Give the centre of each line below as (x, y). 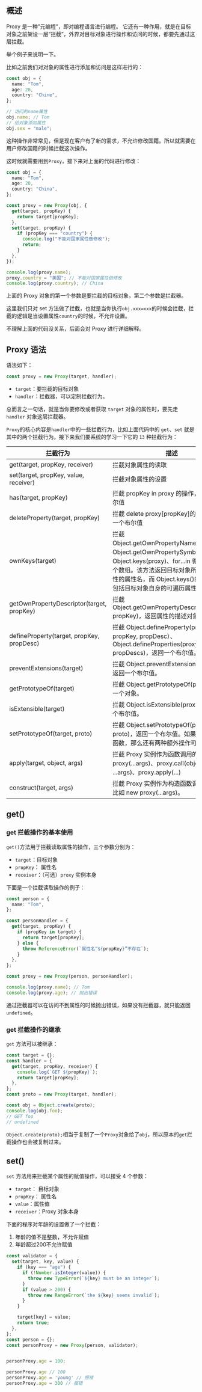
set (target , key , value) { (45, 1262)
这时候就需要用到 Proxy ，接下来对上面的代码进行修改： (74, 161)
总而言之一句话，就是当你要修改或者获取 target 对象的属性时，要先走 (92, 409)
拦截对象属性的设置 (139, 479)
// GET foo (20, 1116)
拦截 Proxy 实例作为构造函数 (152, 783)
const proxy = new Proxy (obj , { (47, 206)
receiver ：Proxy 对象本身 (47, 1212)
